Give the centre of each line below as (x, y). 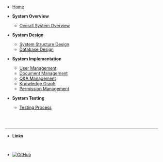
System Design (28, 35)
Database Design (37, 49)
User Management (38, 68)
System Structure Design (44, 44)
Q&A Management (38, 78)
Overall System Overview (45, 25)
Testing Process (35, 107)
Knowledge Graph (37, 83)
